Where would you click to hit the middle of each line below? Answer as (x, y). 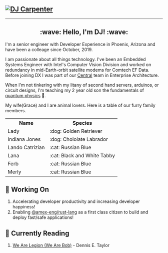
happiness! (24, 207)
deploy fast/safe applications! (43, 217)
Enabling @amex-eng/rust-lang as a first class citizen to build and (80, 212)
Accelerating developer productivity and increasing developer (76, 201)
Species (82, 123)
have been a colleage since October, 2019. (49, 49)
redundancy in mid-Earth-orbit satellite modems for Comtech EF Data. (77, 70)
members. (16, 110)
